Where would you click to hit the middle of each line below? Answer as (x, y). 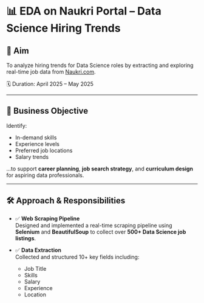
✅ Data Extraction (38, 250)
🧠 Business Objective (47, 111)
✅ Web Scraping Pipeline (47, 218)
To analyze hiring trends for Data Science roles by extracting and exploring (100, 65)
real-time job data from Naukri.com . (51, 72)
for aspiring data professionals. (45, 175)
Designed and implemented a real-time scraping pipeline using (93, 225)
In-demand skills (36, 138)
